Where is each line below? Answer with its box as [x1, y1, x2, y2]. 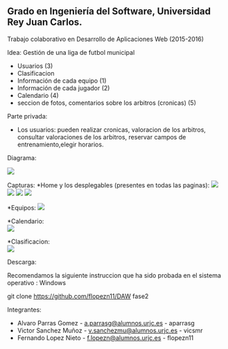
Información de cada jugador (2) [17, 83, 110, 92]
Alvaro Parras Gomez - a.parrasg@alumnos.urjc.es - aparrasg [17, 318, 195, 327]
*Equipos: [7, 203, 37, 212]
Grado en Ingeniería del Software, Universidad [7, 6, 211, 17]
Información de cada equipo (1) [17, 76, 107, 85]
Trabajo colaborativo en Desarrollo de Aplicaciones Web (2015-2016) [7, 35, 204, 43]
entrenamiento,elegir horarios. [17, 140, 104, 148]
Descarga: [7, 257, 37, 266]
